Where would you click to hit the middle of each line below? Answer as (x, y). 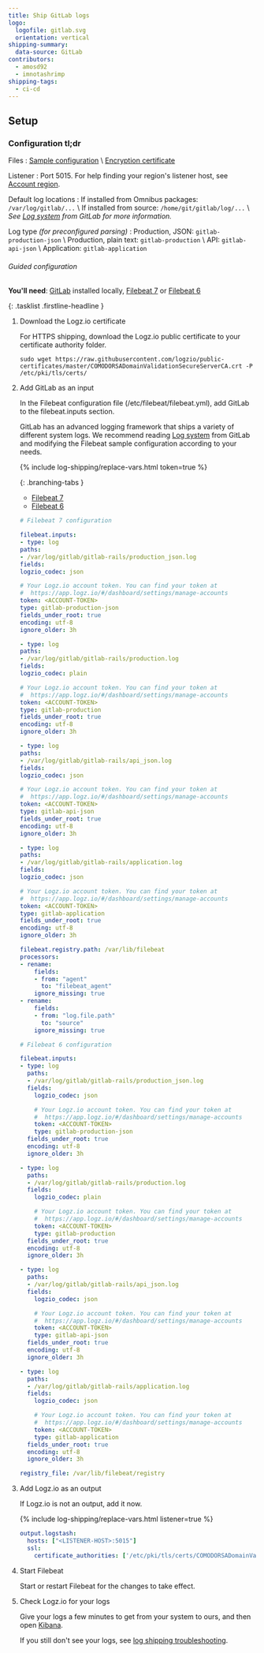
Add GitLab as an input (57, 388)
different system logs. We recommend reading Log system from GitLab (135, 436)
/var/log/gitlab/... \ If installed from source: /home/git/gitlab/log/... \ (129, 208)
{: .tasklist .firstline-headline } (56, 306)
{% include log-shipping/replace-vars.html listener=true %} (116, 1519)
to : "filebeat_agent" (76, 986)
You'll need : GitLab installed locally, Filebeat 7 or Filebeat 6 (104, 291)
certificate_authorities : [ (80, 1555)
